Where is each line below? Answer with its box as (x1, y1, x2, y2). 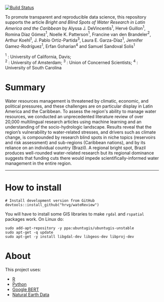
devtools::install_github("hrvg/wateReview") (5, 202, 99, 207)
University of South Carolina (5, 65, 62, 70)
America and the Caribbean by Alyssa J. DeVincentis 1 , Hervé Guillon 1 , (5, 24, 145, 31)
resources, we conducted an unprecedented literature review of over (5, 113, 144, 119)
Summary (5, 82, 45, 93)
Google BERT (12, 286, 39, 292)
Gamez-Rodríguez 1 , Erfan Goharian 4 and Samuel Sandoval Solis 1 (5, 42, 135, 49)
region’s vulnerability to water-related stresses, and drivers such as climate (5, 129, 156, 135)
